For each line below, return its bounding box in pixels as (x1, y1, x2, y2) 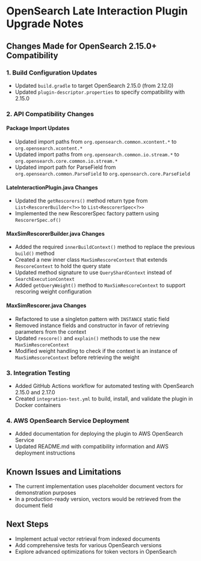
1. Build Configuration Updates (6, 68, 97, 76)
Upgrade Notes (6, 17, 84, 31)
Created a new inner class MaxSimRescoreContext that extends (14, 256, 167, 263)
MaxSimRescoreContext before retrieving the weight (14, 354, 140, 361)
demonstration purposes (14, 489, 76, 497)
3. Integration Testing (6, 369, 70, 377)
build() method (14, 250, 55, 257)
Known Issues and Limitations (6, 467, 122, 477)
